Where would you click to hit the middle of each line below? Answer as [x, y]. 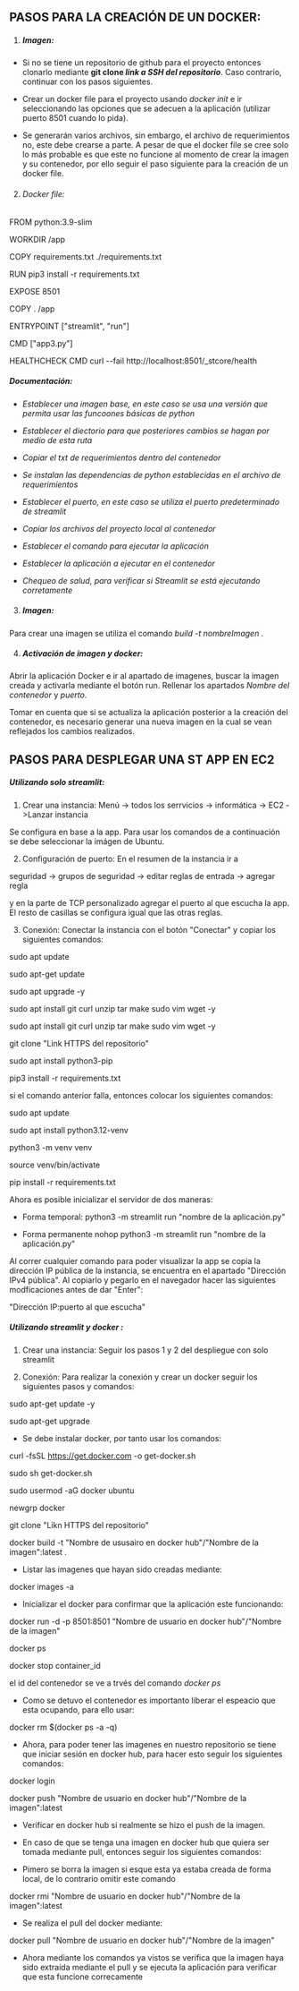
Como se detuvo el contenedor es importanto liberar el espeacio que [149, 1700]
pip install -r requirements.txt [62, 1182]
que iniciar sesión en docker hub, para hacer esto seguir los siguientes [152, 1754]
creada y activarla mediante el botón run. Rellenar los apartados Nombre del [149, 686]
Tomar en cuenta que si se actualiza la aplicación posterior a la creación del [149, 713]
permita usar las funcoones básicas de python [108, 413]
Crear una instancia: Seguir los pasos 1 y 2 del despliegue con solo [145, 1350]
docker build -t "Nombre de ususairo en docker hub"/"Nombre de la [134, 1542]
